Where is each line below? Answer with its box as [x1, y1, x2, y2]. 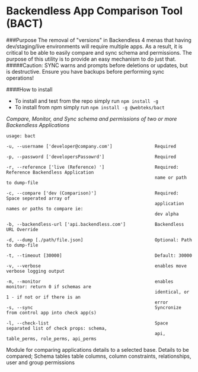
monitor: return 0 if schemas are [6, 283, 92, 289]
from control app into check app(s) [6, 310, 97, 316]
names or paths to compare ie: [6, 206, 84, 212]
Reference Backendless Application [6, 169, 94, 175]
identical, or [154, 289, 190, 295]
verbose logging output [6, 268, 65, 274]
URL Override [6, 226, 39, 232]
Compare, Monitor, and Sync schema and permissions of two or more [6, 115, 177, 122]
